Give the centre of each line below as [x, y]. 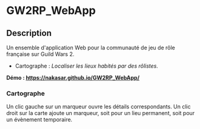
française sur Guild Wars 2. [40, 54]
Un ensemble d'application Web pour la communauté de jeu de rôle [91, 47]
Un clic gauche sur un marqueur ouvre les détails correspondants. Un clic [99, 106]
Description [29, 33]
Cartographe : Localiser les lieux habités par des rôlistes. [87, 66]
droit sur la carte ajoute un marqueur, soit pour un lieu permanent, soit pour [101, 113]
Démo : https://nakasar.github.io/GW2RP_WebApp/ [73, 78]
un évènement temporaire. [40, 120]
